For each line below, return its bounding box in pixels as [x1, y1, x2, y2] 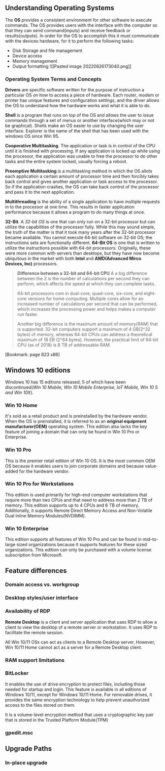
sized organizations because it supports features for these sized [16, 542, 147, 548]
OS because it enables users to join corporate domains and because [5, 463, 144, 469]
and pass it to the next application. [5, 189, 75, 195]
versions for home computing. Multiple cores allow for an [28, 296, 144, 301]
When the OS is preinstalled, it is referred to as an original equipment [5, 418, 147, 425]
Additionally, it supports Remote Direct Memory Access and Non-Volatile [5, 507, 153, 514]
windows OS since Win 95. [5, 133, 60, 139]
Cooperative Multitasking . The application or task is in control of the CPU [5, 143, 156, 149]
